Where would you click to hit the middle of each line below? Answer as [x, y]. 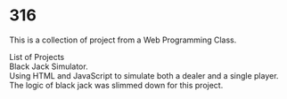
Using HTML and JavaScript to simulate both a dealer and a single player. [144, 75]
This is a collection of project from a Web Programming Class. [123, 40]
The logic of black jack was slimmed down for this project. [116, 85]
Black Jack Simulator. [49, 66]
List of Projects [37, 57]
